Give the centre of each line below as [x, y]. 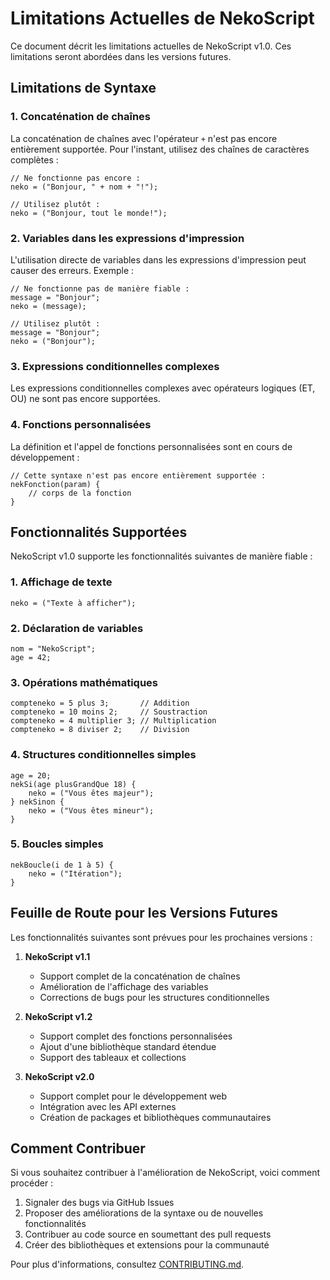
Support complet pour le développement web [133, 1096]
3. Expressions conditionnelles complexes [115, 366]
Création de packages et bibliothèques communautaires [155, 1117]
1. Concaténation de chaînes [81, 117]
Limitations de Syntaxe [83, 88]
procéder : [32, 1183]
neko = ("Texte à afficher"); [73, 603]
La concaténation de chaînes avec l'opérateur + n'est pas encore [144, 138]
